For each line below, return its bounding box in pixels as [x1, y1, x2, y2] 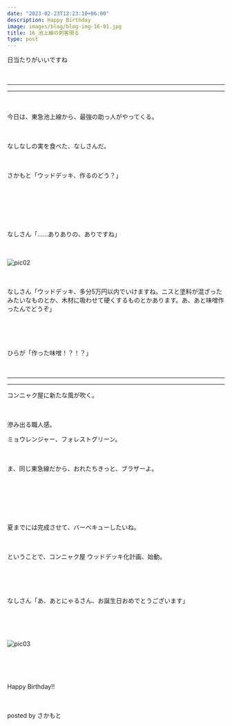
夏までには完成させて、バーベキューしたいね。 [7, 523, 140, 532]
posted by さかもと [7, 711, 62, 720]
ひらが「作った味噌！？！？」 [7, 349, 92, 357]
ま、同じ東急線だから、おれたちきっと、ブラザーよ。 [7, 464, 158, 473]
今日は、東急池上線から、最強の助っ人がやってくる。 [7, 113, 158, 121]
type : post [7, 36, 39, 43]
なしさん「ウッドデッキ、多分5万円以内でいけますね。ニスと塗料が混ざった [7, 287, 222, 296]
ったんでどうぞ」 [7, 305, 56, 313]
